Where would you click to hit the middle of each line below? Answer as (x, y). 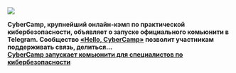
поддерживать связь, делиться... (60, 47)
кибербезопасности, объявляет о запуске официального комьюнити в (118, 32)
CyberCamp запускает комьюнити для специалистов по (95, 55)
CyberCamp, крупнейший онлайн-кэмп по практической (96, 24)
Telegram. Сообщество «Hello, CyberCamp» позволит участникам (111, 39)
